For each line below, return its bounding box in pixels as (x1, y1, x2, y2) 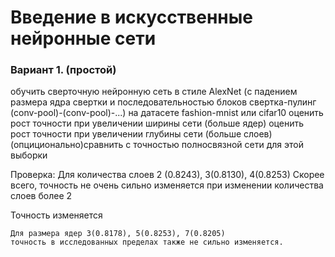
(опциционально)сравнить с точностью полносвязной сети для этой (10, 139, 304, 151)
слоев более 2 (10, 190, 73, 202)
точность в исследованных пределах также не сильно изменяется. (10, 237, 284, 248)
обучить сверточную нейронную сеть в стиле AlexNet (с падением (10, 86, 298, 98)
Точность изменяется (10, 209, 103, 221)
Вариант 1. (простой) (10, 63, 117, 77)
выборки (10, 149, 48, 161)
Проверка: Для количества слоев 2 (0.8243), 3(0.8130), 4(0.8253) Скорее (10, 169, 325, 181)
